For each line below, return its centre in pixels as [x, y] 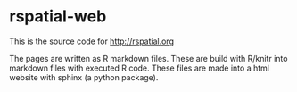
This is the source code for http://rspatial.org [91, 41]
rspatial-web [58, 17]
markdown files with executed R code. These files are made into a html [140, 68]
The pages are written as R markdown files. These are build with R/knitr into [148, 58]
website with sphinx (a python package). [84, 77]
